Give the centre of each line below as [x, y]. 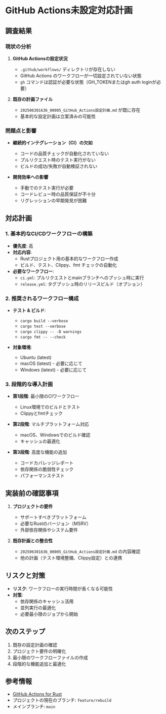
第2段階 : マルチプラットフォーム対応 [51, 424]
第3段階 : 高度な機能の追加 [40, 452]
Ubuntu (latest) [36, 358]
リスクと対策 [25, 576]
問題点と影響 [21, 131]
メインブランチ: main [34, 706]
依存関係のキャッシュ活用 [47, 601]
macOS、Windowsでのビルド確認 [55, 435]
